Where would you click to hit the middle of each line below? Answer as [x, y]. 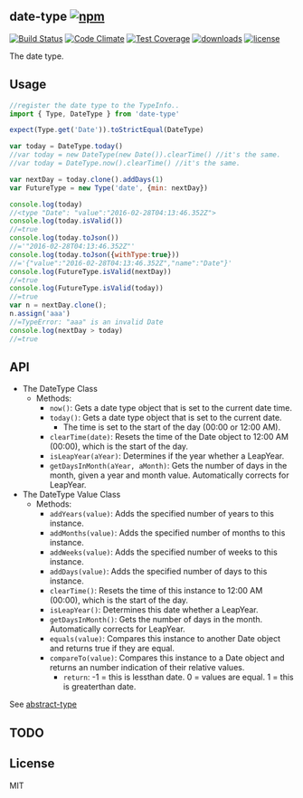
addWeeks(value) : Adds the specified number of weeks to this [163, 552]
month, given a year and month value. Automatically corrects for [169, 475]
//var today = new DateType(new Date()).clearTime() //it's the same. [145, 155]
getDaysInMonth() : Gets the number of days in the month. [156, 620]
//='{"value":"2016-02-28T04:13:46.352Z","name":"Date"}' [121, 263]
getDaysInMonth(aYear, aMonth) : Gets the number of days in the [168, 466]
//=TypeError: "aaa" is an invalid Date [87, 322]
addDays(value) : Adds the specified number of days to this [158, 572]
